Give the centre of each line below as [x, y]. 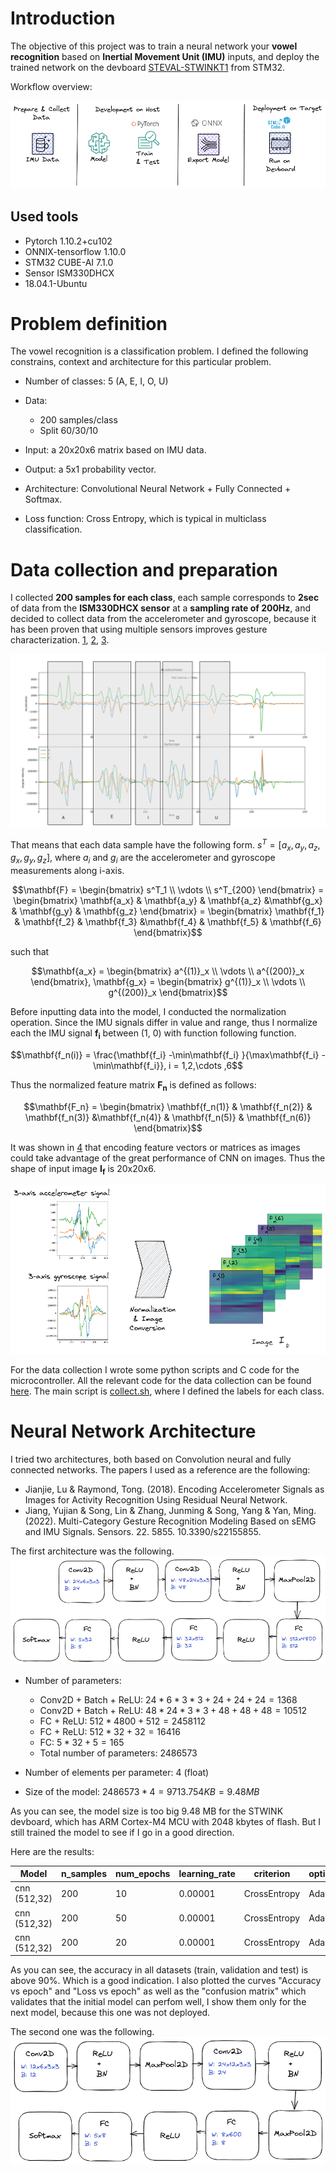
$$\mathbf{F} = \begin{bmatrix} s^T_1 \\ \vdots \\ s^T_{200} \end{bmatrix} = [168, 890]
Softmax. [43, 499]
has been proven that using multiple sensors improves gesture [139, 629]
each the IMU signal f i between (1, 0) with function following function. [153, 1034]
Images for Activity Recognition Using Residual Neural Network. [156, 1499]
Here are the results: [52, 1851]
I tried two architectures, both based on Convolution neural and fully [151, 1459]
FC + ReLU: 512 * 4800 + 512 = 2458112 [123, 1721]
